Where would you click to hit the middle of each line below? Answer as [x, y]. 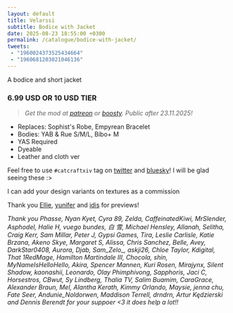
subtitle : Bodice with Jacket [52, 27]
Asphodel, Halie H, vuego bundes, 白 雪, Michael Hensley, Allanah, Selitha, [116, 227]
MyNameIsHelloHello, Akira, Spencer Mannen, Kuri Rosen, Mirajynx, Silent [115, 265]
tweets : [19, 46]
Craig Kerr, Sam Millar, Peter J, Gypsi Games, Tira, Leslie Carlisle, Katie [111, 235]
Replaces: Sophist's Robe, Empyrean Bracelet [83, 127]
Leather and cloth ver [49, 157]
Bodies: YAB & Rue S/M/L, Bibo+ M [68, 134]
